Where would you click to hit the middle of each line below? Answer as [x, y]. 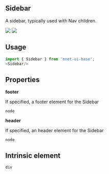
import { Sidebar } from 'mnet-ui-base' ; [50, 59]
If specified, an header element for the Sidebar [54, 131]
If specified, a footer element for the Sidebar [52, 102]
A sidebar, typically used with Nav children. [51, 20]
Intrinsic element [33, 155]
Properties [23, 79]
